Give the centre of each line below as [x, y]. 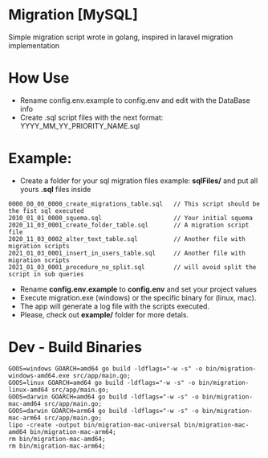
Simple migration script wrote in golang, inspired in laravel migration [121, 37]
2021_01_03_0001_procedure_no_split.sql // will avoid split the [132, 267]
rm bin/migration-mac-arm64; [57, 446]
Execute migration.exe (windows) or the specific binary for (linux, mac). [138, 297]
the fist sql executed [46, 211]
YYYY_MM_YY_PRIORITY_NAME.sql [80, 125]
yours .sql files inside [55, 189]
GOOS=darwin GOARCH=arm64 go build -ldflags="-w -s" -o [104, 411]
